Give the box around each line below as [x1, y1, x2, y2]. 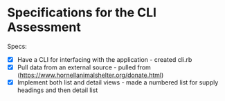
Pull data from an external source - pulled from [17, 63, 151, 71]
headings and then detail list [17, 86, 98, 94]
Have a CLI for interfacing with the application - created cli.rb [17, 55, 192, 63]
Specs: [7, 42, 28, 50]
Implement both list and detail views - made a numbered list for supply [17, 78, 219, 87]
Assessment [7, 19, 81, 35]
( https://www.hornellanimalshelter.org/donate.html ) [17, 71, 164, 80]
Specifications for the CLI [7, 5, 157, 21]
